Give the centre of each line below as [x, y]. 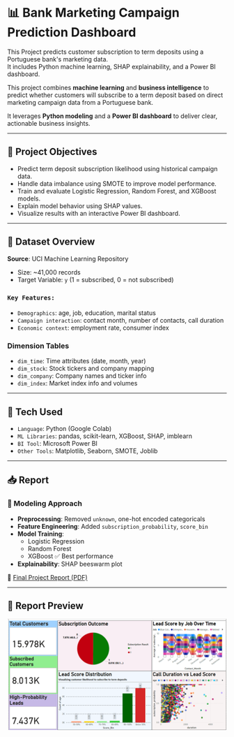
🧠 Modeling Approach [45, 504]
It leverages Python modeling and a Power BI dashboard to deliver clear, [112, 116]
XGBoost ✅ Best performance [70, 556]
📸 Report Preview [45, 606]
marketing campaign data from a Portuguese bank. [80, 102]
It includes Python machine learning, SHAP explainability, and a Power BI [111, 66]
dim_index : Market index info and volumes [77, 384]
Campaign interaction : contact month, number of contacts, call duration [120, 320]
